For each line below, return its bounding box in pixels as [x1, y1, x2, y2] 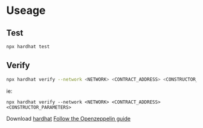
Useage [6, 4, 46, 18]
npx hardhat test [6, 43, 50, 50]
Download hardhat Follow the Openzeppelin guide [6, 115, 131, 122]
